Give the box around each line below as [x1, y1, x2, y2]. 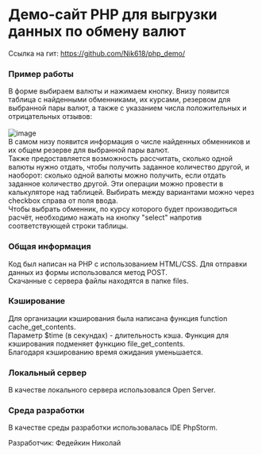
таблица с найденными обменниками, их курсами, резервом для [8, 95, 231, 105]
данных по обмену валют [8, 22, 187, 40]
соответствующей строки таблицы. [8, 221, 129, 231]
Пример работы [8, 68, 74, 79]
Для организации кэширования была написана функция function [8, 313, 228, 323]
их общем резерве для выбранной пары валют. [8, 145, 170, 155]
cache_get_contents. [8, 322, 76, 331]
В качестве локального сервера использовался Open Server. [8, 385, 216, 395]
